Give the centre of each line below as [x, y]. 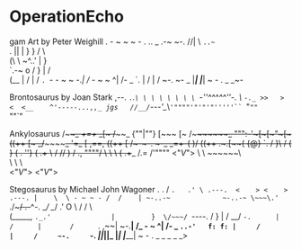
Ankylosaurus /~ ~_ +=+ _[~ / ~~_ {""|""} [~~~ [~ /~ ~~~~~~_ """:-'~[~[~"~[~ [150, 133]
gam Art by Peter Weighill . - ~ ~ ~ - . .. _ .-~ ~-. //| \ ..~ [112, 41]
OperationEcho [66, 17]
